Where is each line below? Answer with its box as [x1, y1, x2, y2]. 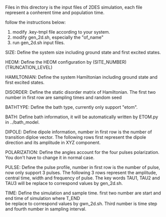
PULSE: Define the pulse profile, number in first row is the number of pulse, [5, 164, 160, 170]
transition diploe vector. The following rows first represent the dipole [5, 134, 146, 140]
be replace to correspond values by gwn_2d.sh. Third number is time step [5, 200, 157, 206]
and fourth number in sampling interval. [5, 206, 86, 212]
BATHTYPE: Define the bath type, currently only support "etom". [5, 104, 138, 110]
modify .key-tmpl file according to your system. [12, 29, 110, 35]
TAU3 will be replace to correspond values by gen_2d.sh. [5, 180, 123, 186]
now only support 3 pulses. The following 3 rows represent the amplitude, [5, 170, 157, 175]
